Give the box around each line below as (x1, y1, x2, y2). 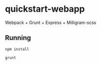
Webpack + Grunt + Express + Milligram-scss (5, 20, 96, 25)
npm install (5, 46, 29, 52)
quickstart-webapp (5, 3, 85, 15)
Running (5, 34, 32, 42)
